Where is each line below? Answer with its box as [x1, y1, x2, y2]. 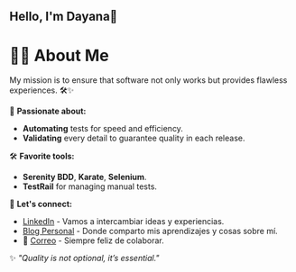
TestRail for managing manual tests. [22, 181, 158, 192]
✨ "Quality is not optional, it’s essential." [9, 253, 160, 264]
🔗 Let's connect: [9, 199, 72, 210]
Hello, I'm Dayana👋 [9, 9, 118, 24]
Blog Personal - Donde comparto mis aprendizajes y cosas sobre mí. [22, 226, 278, 237]
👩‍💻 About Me [9, 45, 110, 66]
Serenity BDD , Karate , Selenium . [22, 172, 147, 183]
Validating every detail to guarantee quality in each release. [22, 132, 245, 144]
